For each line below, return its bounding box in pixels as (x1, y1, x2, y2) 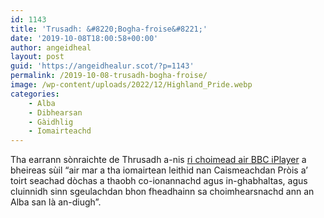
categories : (10, 89, 60, 99)
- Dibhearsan (28, 107, 83, 118)
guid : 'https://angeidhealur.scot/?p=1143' (10, 61, 195, 71)
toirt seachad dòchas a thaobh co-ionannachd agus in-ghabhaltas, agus (10, 175, 308, 187)
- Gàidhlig (28, 117, 74, 127)
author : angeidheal (10, 42, 92, 53)
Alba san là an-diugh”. (10, 196, 102, 208)
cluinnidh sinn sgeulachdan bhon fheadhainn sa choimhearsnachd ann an (10, 186, 315, 198)
